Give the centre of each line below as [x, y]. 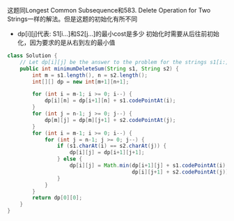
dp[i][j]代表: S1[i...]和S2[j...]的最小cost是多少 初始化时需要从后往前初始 [118, 34]
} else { [69, 159]
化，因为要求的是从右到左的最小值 [66, 43]
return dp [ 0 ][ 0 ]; [57, 198]
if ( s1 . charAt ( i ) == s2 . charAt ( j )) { [112, 146]
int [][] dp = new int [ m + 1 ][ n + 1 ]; [81, 82]
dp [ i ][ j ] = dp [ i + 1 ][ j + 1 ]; [107, 153]
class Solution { [32, 56]
